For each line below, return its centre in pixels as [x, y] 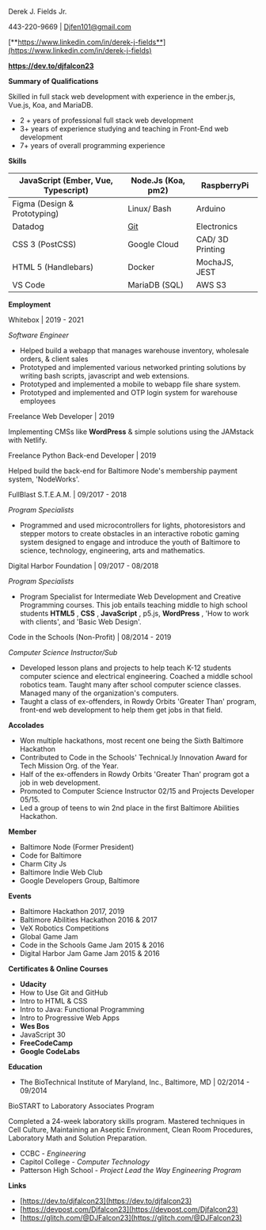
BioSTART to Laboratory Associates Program [81, 1106]
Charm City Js [43, 864]
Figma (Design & [43, 204]
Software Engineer [39, 335]
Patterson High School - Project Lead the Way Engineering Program [130, 1170]
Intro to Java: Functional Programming [82, 1009]
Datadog [28, 227]
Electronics [217, 227]
